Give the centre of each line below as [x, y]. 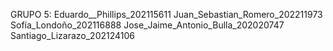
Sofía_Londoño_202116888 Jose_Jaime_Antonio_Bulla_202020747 [147, 25]
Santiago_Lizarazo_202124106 [73, 35]
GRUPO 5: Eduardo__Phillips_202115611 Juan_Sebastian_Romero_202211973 [166, 14]
